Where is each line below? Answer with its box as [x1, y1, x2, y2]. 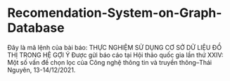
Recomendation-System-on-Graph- [7, 5, 222, 21]
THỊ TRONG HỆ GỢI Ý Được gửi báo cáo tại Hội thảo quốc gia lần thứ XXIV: [7, 51, 224, 59]
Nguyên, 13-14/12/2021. [7, 66, 76, 74]
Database [7, 20, 65, 36]
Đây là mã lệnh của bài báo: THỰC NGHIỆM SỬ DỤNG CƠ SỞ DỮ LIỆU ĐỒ [7, 43, 222, 51]
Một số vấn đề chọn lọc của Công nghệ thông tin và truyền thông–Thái [7, 58, 212, 66]
